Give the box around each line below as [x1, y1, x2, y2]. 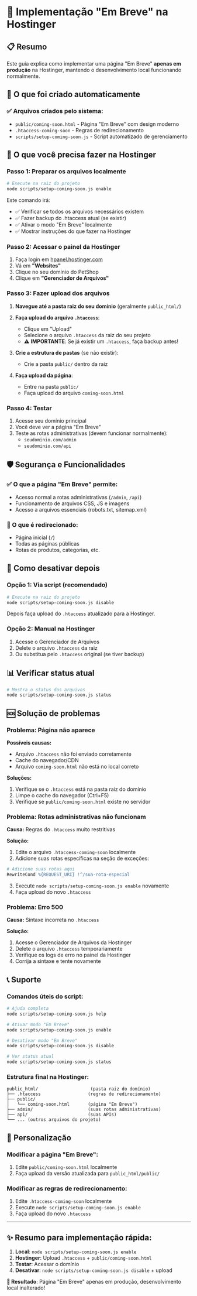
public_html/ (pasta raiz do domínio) [6, 1086, 151, 1092]
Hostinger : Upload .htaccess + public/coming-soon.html [15, 1254, 152, 1261]
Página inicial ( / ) [15, 534, 55, 541]
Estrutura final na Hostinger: [6, 1072, 89, 1081]
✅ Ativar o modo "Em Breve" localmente [15, 221, 112, 228]
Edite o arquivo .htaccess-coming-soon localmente [15, 849, 136, 856]
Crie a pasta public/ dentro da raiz [23, 360, 108, 368]
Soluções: [6, 774, 32, 781]
